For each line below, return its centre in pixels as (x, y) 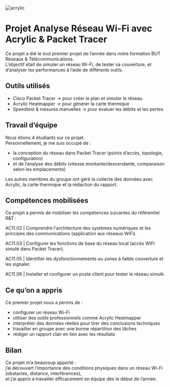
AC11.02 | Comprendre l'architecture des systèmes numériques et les (78, 228)
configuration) (28, 158)
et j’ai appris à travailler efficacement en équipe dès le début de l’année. (81, 379)
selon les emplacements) (39, 169)
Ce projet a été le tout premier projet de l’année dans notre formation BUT (83, 53)
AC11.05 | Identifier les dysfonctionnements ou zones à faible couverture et (84, 259)
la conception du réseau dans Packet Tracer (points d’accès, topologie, (88, 153)
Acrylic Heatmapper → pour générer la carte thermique (71, 104)
